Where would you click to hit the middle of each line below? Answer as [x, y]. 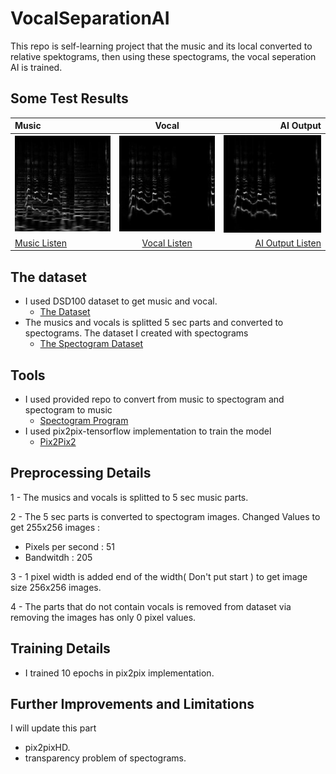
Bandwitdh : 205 [58, 557]
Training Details [60, 648]
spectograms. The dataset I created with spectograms [136, 333]
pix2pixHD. [47, 748]
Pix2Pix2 [58, 442]
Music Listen [41, 243]
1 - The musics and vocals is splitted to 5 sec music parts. [129, 497]
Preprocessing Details [81, 473]
